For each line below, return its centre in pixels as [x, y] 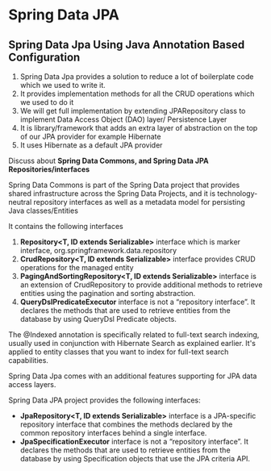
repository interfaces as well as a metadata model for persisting [140, 202]
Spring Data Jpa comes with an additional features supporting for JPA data [133, 376]
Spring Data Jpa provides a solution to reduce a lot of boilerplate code [137, 77]
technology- [238, 194]
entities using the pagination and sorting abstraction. [108, 293]
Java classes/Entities [44, 210]
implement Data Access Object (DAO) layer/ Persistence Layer [123, 119]
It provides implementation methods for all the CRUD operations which [137, 94]
